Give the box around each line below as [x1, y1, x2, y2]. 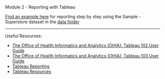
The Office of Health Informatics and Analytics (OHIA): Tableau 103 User [12, 53, 159, 58]
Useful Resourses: [5, 33, 43, 39]
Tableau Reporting [12, 63, 50, 69]
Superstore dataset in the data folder [5, 19, 80, 25]
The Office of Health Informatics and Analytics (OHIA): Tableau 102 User [12, 43, 159, 48]
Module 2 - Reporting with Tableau [5, 4, 76, 10]
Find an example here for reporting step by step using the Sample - [5, 14, 141, 19]
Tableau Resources [12, 69, 52, 74]
